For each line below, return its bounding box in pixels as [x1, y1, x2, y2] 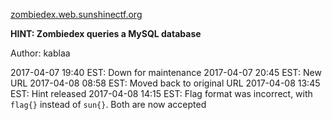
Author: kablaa [10, 47, 71, 59]
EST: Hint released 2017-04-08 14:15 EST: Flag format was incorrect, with [10, 88, 313, 99]
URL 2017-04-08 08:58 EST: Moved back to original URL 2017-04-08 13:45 [10, 77, 321, 89]
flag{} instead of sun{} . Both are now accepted [10, 99, 207, 110]
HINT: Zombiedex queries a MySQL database [10, 28, 202, 39]
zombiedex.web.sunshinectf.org [10, 9, 143, 20]
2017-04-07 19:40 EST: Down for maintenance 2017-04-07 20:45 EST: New [10, 67, 322, 78]
